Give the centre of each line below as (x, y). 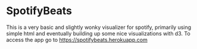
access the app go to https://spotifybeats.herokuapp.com (77, 40)
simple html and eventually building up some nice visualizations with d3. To (98, 33)
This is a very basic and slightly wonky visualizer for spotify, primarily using (99, 27)
